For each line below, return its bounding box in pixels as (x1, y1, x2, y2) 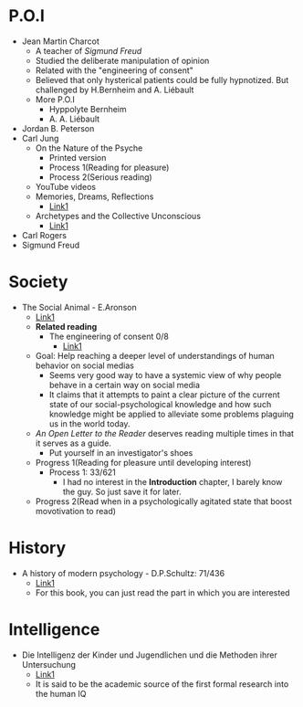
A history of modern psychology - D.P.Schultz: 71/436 (21, 567, 225, 578)
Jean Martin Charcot (21, 36, 99, 47)
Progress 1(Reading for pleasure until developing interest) (35, 457, 252, 468)
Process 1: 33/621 (48, 467, 116, 478)
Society (8, 271, 68, 292)
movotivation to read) (35, 505, 116, 516)
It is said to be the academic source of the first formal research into (35, 678, 289, 690)
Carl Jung (21, 132, 59, 143)
